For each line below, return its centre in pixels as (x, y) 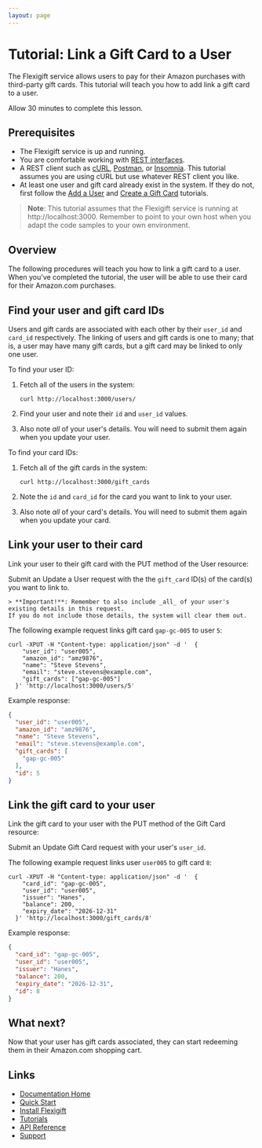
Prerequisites (42, 132)
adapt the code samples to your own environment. (109, 226)
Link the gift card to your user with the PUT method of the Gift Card (117, 824)
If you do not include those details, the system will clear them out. (127, 615)
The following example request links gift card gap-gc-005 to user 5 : (115, 630)
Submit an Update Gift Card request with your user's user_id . (107, 847)
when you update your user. (65, 437)
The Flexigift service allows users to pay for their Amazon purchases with (127, 76)
